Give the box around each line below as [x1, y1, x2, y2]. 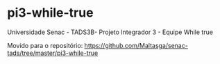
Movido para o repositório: [7, 41, 83, 49]
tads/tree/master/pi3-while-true [7, 49, 99, 57]
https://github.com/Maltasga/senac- [84, 41, 189, 49]
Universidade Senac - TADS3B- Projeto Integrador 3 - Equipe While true [7, 28, 214, 36]
